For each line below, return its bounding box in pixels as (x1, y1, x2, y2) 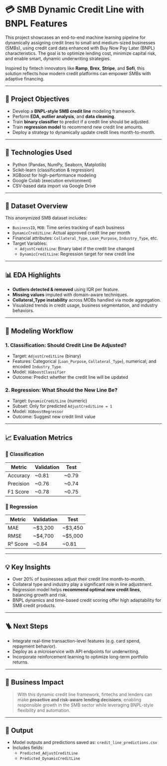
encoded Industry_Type (12, 363, 61, 369)
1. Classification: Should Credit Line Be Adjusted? (5, 341, 127, 348)
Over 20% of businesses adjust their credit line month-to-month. (12, 576, 146, 582)
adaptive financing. (5, 76, 45, 82)
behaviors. (12, 308, 34, 314)
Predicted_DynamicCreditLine (19, 756, 81, 762)
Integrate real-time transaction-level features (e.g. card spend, (12, 638, 141, 644)
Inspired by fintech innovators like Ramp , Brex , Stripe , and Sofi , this (5, 65, 145, 71)
